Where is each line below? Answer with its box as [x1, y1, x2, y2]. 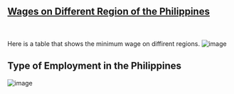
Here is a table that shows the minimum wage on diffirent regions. [7, 39, 201, 48]
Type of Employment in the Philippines [7, 60, 181, 72]
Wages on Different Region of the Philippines [7, 6, 210, 18]
